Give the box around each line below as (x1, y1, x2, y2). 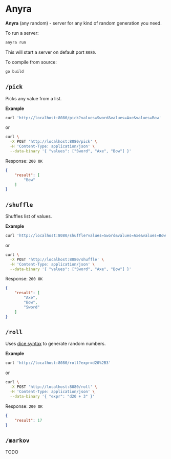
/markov (5, 436, 30, 444)
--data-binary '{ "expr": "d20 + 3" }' (10, 394, 95, 399)
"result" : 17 (14, 418, 42, 423)
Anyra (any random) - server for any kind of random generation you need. (5, 20, 162, 26)
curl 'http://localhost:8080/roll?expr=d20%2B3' (5, 360, 111, 366)
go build (5, 69, 24, 74)
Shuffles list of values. (5, 213, 52, 220)
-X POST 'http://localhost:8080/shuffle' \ (10, 257, 104, 262)
